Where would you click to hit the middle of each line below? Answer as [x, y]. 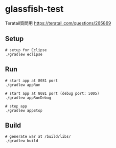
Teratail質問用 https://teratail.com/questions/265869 [58, 23]
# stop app [16, 106]
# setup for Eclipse [26, 50]
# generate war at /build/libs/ [38, 137]
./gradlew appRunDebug [28, 98]
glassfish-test [34, 9]
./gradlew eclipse [24, 54]
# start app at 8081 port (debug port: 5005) [52, 93]
